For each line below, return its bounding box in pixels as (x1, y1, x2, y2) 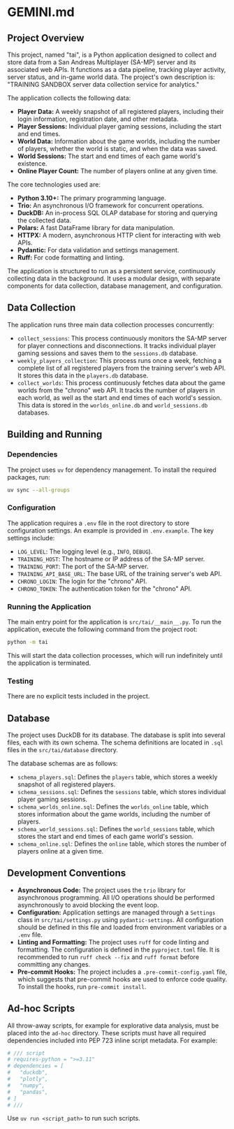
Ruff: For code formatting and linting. (17, 253, 124, 261)
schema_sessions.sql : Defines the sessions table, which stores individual (17, 787, 226, 796)
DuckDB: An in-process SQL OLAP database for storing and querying (17, 209, 218, 217)
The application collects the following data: (7, 94, 131, 102)
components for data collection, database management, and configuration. (7, 282, 224, 290)
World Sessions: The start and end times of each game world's (17, 152, 201, 160)
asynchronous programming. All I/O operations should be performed (17, 893, 215, 902)
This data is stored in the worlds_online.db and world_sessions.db (17, 401, 208, 409)
